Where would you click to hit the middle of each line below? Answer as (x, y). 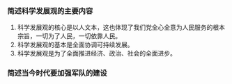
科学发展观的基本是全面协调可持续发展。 (75, 45)
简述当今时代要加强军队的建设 (57, 73)
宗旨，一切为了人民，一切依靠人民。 (69, 36)
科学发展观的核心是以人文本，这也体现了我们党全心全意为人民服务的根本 (121, 27)
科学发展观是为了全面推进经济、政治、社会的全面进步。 (96, 53)
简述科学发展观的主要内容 (50, 10)
